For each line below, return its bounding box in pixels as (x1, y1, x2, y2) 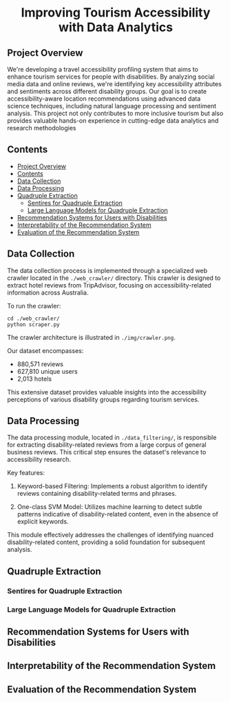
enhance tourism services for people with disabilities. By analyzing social (7, 72, 215, 81)
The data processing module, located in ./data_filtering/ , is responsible (7, 433, 217, 442)
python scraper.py (7, 321, 60, 328)
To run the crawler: (7, 301, 61, 310)
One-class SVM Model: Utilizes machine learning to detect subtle (17, 503, 202, 511)
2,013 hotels (17, 374, 52, 383)
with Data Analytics (58, 19, 174, 35)
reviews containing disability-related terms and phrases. (17, 490, 177, 498)
